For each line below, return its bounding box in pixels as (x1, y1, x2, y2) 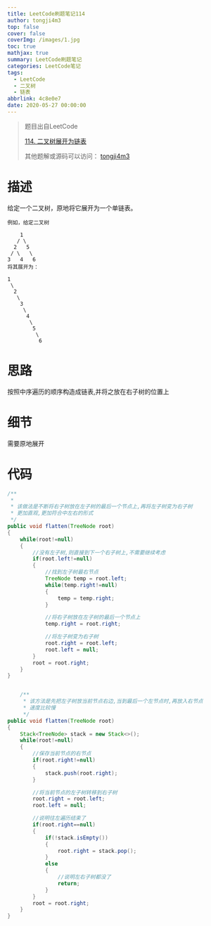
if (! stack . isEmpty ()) (44, 834, 109, 841)
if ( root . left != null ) (32, 555, 93, 562)
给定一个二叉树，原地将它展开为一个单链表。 (7, 203, 137, 212)
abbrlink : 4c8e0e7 (7, 96, 61, 103)
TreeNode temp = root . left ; (44, 575, 128, 582)
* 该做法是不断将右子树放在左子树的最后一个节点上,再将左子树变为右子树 (10, 503, 193, 510)
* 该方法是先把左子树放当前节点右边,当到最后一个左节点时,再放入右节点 (23, 697, 203, 705)
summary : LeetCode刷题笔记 (7, 56, 82, 63)
